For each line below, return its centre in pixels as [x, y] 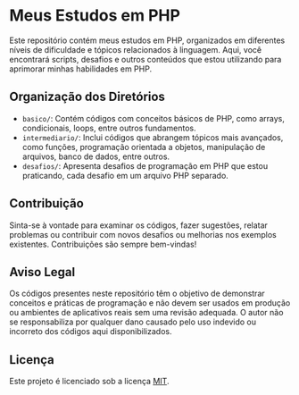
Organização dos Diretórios [87, 97]
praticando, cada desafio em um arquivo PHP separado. [125, 175]
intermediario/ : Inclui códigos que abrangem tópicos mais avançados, [153, 137]
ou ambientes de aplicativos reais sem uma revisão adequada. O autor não [146, 313]
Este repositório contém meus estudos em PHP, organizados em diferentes [147, 40]
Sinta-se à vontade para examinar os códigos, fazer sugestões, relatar [138, 225]
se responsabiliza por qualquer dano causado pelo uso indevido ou [133, 322]
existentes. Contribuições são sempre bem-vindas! [103, 244]
